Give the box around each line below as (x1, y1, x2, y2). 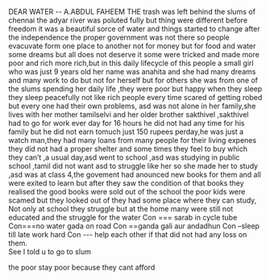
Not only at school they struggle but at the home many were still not (8, 204, 234, 213)
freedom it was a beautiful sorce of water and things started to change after (8, 24, 260, 33)
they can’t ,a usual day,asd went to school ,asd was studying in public (8, 153, 240, 162)
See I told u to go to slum (8, 247, 91, 257)
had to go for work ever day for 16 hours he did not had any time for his (8, 119, 245, 127)
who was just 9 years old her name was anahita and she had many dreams (8, 67, 256, 76)
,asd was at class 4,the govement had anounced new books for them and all (8, 169, 262, 179)
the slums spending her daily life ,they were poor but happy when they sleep (8, 84, 263, 94)
